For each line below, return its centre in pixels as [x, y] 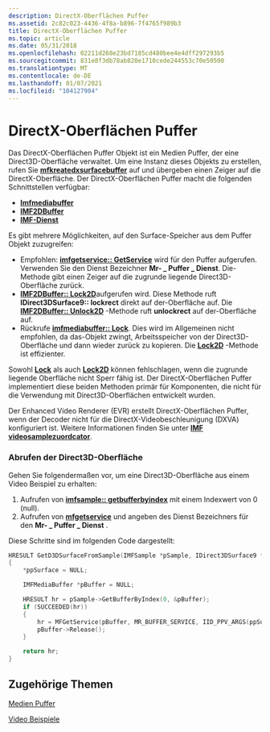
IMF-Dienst [39, 220]
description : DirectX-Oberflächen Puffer [79, 16]
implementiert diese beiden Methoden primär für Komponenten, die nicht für [135, 387]
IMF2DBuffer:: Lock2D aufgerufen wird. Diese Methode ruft [118, 294]
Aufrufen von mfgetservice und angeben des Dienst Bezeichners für [134, 516]
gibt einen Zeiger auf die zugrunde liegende [125, 277]
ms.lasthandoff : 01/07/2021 [55, 83]
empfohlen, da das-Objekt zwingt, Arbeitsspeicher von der [117, 337]
